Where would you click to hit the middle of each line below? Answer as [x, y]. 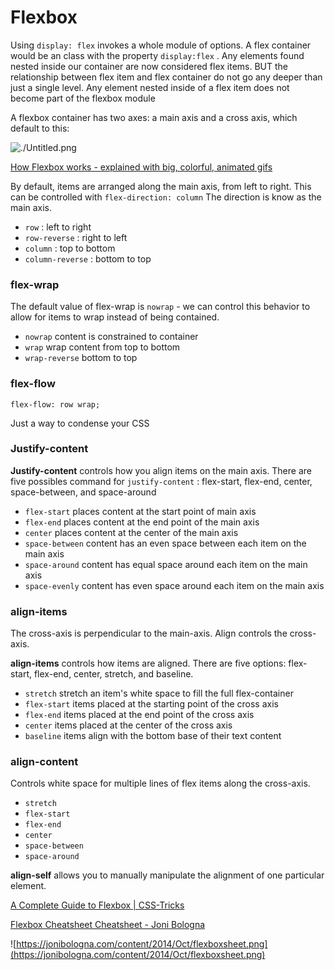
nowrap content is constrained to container [111, 337]
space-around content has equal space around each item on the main [166, 564]
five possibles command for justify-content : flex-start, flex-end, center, [161, 481]
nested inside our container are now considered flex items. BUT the [149, 66]
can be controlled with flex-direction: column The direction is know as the [166, 197]
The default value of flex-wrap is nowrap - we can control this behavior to [160, 307]
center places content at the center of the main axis [131, 532]
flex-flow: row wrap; [55, 404]
